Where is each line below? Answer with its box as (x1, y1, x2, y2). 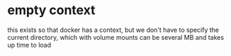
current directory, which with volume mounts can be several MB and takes (7, 33, 225, 41)
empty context (7, 2, 96, 18)
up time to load (7, 40, 52, 49)
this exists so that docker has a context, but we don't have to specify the (7, 26, 220, 34)
